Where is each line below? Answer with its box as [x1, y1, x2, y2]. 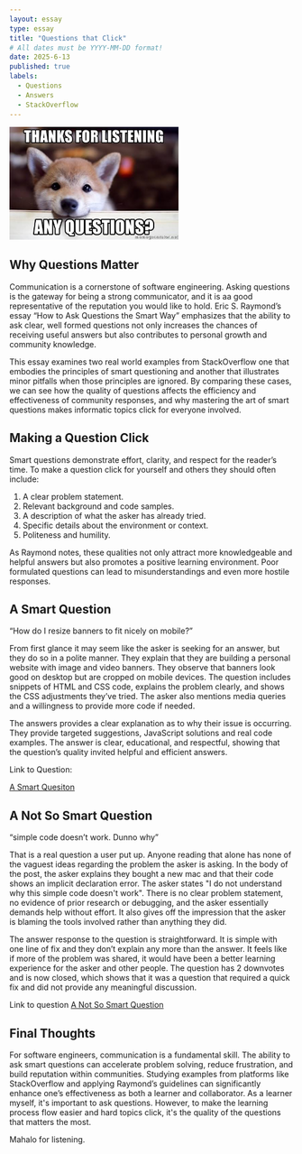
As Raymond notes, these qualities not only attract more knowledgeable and [9, 547, 293, 558]
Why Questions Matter [9, 257, 140, 272]
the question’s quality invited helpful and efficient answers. [9, 747, 228, 758]
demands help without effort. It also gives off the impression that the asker [9, 907, 287, 918]
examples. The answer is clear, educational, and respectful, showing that [9, 737, 280, 748]
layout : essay [9, 14, 63, 23]
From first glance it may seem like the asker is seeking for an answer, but [9, 643, 280, 654]
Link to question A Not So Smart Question [9, 1000, 164, 1011]
